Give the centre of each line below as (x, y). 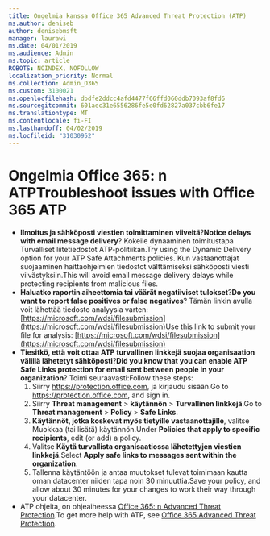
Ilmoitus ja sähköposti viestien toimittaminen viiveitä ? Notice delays (135, 232)
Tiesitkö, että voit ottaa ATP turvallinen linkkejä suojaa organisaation (137, 352)
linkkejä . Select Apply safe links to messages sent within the (134, 455)
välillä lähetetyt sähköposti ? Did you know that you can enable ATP (134, 360)
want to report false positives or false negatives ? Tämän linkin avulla (136, 301)
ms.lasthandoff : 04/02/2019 (56, 128)
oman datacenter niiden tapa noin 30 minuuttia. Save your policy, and (146, 480)
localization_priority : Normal (61, 76)
